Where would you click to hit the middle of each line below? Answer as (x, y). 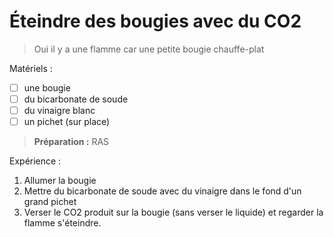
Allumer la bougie (60, 181)
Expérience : (35, 161)
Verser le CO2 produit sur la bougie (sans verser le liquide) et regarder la (173, 212)
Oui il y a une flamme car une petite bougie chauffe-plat (149, 49)
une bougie (47, 87)
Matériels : (31, 68)
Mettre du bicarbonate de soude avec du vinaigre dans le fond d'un (162, 191)
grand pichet (50, 202)
